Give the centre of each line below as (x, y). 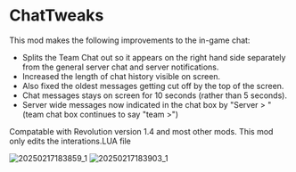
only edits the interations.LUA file (70, 141)
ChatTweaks (57, 16)
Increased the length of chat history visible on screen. (121, 76)
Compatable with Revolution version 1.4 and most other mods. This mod (141, 131)
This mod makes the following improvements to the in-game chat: (130, 40)
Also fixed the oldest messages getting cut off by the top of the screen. (153, 86)
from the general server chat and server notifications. (120, 67)
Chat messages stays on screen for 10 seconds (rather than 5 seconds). (155, 95)
